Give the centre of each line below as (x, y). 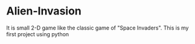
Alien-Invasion (44, 11)
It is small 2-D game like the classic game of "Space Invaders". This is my (97, 28)
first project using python (38, 34)
